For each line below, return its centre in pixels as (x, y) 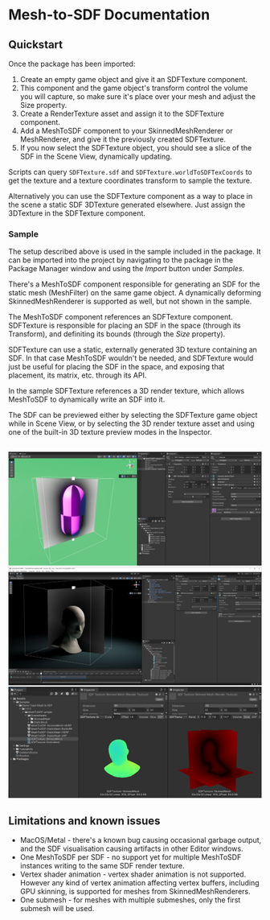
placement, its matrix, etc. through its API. (78, 375)
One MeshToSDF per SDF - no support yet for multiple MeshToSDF (131, 857)
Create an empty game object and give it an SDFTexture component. (133, 79)
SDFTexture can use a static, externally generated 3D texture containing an (133, 350)
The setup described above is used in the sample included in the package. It (135, 252)
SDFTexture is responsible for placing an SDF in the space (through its (125, 326)
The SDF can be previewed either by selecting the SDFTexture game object (133, 415)
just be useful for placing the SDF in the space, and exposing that (117, 367)
